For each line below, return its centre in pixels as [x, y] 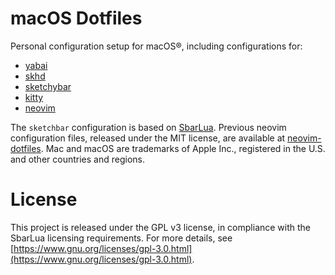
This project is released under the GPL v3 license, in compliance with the [161, 227]
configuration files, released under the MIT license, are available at [148, 138]
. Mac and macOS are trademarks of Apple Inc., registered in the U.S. [183, 148]
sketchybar [48, 86]
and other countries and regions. [77, 159]
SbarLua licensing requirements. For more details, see [121, 238]
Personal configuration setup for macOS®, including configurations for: [156, 46]
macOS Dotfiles [76, 18]
